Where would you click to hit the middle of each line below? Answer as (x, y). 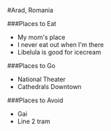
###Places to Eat (32, 23)
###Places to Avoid (35, 100)
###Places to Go (31, 65)
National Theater (42, 79)
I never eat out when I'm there (60, 44)
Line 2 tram (34, 121)
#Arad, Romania (30, 10)
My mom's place (41, 37)
